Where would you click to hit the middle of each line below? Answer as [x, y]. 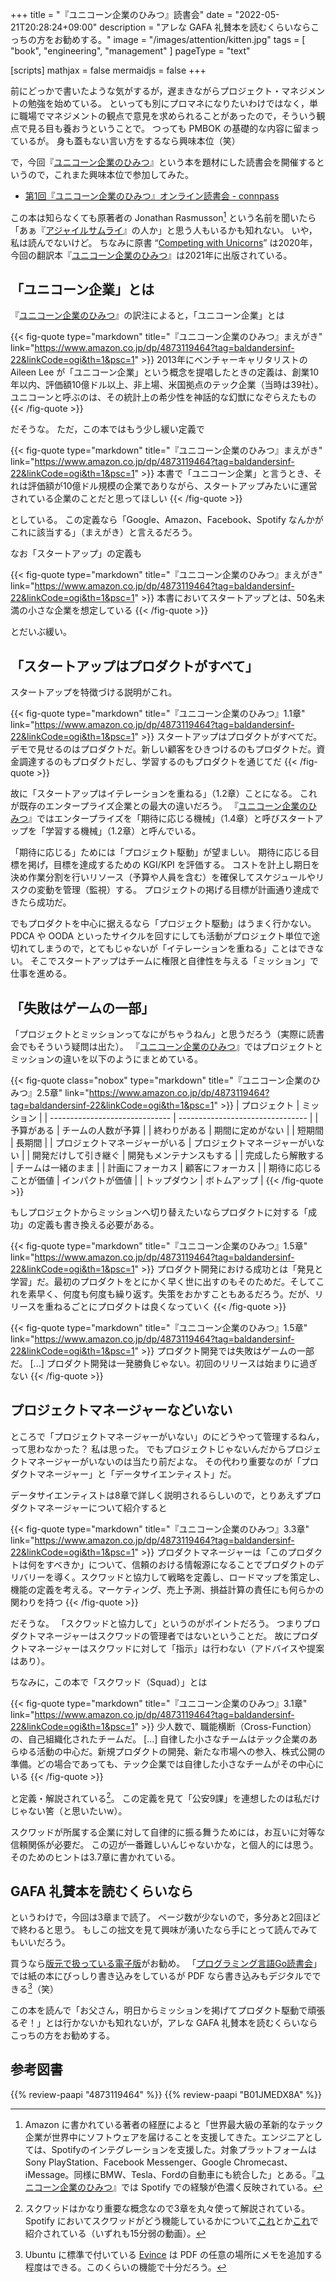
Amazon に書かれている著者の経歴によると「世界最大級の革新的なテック [174, 2124]
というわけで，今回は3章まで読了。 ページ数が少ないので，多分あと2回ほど [165, 1917]
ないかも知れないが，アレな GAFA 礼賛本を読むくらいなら [198, 2023]
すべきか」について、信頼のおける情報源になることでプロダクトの [180, 1564]
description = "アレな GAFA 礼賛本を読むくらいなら [205, 27]
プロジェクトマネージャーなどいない [121, 1410]
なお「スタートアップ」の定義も [76, 554]
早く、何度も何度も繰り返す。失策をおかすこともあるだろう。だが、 [175, 1294]
